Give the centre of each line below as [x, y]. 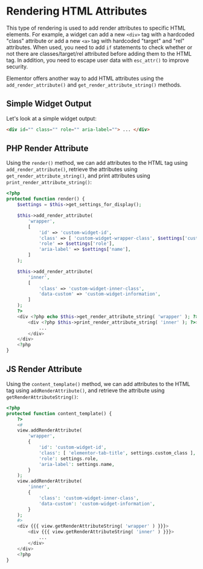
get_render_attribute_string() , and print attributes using [78, 176]
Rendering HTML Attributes [77, 11]
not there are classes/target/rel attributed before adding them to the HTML [99, 53]
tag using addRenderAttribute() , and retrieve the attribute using [85, 390]
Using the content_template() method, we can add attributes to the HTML [98, 384]
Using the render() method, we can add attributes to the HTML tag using [97, 163]
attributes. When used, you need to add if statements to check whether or [99, 47]
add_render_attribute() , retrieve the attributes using [72, 169]
